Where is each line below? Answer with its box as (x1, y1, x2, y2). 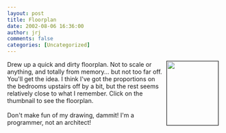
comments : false (7, 35, 53, 42)
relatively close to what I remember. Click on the (7, 89, 143, 98)
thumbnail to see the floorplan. (7, 97, 94, 104)
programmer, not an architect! (7, 119, 91, 126)
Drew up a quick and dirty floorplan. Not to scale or (7, 61, 152, 68)
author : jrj (7, 29, 41, 36)
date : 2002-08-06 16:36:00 (7, 23, 84, 29)
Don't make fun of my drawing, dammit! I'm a (7, 111, 135, 119)
